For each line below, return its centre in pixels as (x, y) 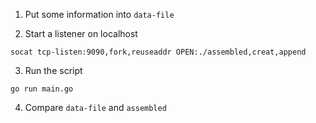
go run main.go (42, 89)
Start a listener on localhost (81, 33)
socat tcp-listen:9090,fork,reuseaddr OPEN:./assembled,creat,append (158, 52)
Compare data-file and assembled (95, 107)
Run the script (53, 70)
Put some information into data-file (99, 14)
